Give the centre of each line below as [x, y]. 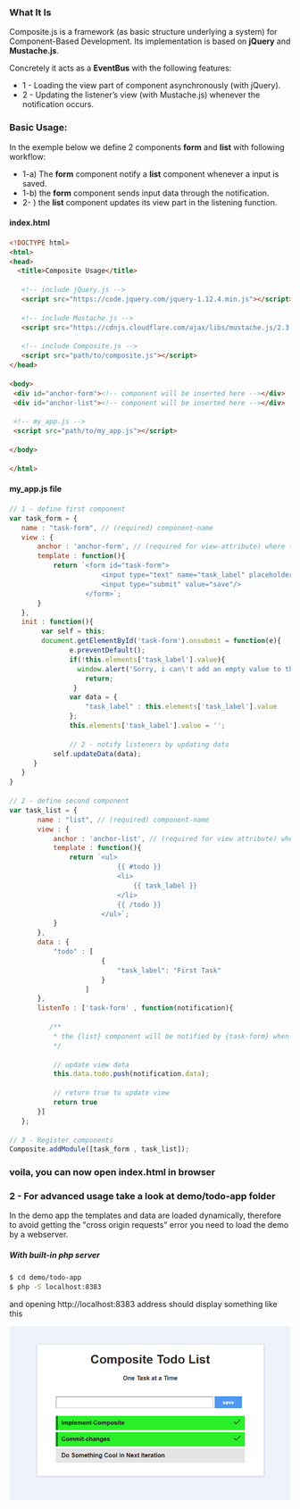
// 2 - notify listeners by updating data [149, 744]
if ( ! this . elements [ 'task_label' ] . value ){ [147, 659]
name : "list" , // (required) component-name [123, 820]
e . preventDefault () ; [107, 650]
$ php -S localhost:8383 [55, 1288]
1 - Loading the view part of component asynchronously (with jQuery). [151, 86]
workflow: [28, 156]
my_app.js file [36, 489]
